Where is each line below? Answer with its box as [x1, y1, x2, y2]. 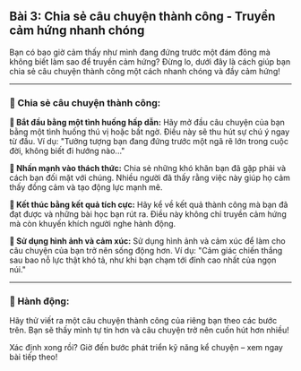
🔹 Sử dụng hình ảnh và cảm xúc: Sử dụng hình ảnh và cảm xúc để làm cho [9, 236, 286, 246]
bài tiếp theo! [9, 351, 58, 363]
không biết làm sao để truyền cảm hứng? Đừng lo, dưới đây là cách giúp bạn [9, 56, 291, 67]
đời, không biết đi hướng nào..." [9, 145, 125, 157]
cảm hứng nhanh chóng [9, 23, 145, 39]
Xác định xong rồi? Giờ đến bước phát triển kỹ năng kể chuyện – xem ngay [9, 342, 284, 353]
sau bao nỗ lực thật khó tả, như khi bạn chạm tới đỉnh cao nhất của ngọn [9, 255, 277, 265]
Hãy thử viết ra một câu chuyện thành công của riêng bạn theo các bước [9, 315, 278, 326]
